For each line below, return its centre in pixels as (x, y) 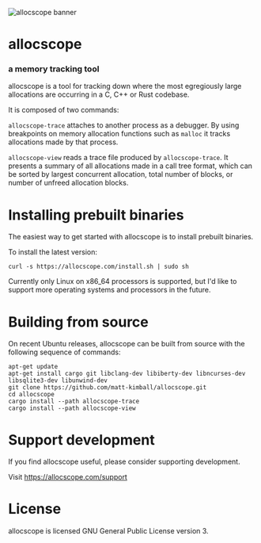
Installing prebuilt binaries (96, 215)
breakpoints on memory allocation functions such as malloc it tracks (119, 134)
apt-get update (33, 367)
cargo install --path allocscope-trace (74, 402)
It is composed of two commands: (64, 110)
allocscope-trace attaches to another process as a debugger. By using (124, 125)
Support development (82, 440)
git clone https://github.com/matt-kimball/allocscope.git (108, 388)
